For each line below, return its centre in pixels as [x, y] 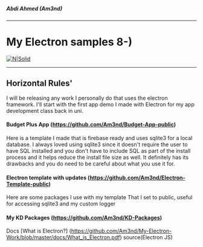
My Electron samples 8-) [69, 42]
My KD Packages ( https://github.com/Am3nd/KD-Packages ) [84, 217]
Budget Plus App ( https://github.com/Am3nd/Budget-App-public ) [91, 124]
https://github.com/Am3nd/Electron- [137, 178]
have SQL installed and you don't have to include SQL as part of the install [98, 150]
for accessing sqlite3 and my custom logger [61, 204]
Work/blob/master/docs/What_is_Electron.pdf [63, 237]
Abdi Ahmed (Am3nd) [34, 8]
